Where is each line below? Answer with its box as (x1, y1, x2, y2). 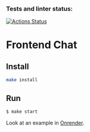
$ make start (6, 109, 38, 114)
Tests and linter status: (6, 5, 73, 13)
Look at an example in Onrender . (6, 119, 85, 126)
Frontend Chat (6, 39, 78, 51)
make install (6, 77, 38, 83)
